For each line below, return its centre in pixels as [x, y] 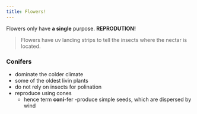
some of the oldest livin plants [52, 80]
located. [31, 46]
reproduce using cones [43, 93]
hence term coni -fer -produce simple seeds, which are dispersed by [107, 99]
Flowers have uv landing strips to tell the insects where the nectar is [104, 40]
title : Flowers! [26, 12]
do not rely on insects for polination [58, 87]
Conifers [19, 61]
